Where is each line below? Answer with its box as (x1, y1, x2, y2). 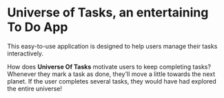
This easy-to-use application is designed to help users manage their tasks (7, 42, 218, 50)
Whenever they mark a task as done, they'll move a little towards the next (7, 70, 216, 78)
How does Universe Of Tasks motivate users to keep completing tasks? (7, 62, 212, 71)
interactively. (7, 49, 43, 58)
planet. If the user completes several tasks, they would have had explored (7, 77, 217, 85)
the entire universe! (7, 84, 63, 93)
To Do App (7, 19, 68, 35)
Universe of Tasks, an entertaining (7, 5, 209, 21)
